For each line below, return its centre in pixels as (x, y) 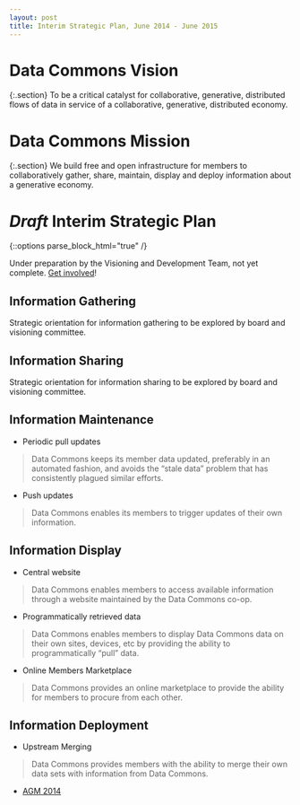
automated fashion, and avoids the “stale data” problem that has (150, 468)
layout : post (34, 17)
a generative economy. (51, 185)
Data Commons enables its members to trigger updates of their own (157, 512)
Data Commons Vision (94, 70)
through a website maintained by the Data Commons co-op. (141, 599)
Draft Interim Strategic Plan (113, 221)
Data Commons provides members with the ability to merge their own (159, 765)
